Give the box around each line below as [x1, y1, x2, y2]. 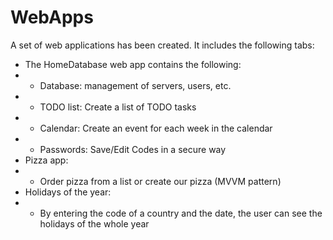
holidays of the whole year [39, 217, 150, 230]
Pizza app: [24, 154, 69, 166]
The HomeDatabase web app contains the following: [24, 58, 242, 70]
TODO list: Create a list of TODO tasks [39, 101, 197, 113]
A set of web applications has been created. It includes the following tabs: [10, 39, 315, 51]
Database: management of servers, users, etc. [39, 79, 232, 91]
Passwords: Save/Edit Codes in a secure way [39, 143, 227, 155]
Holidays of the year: [24, 186, 112, 198]
